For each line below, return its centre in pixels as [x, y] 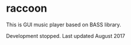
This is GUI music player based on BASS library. [64, 25]
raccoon [27, 8]
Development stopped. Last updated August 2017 [66, 36]
